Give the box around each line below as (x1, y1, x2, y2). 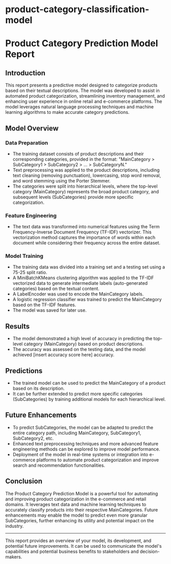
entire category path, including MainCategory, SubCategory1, (12, 430, 141, 436)
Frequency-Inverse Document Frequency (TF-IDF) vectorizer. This (12, 229, 152, 235)
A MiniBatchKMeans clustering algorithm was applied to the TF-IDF (12, 275, 154, 281)
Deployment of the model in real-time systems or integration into (12, 451, 149, 457)
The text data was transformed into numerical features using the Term (12, 224, 160, 230)
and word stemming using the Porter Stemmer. (12, 177, 111, 184)
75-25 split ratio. (12, 270, 47, 276)
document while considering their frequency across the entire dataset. (12, 240, 161, 246)
